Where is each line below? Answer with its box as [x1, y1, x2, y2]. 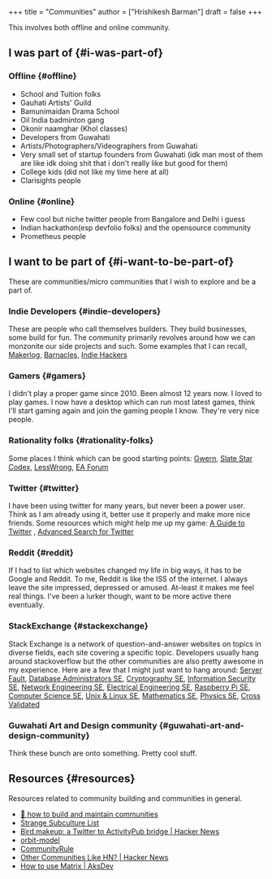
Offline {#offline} [8, 71, 77, 82]
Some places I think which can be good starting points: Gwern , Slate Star [8, 453, 253, 463]
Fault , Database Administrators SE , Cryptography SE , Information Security [8, 673, 257, 683]
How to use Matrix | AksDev [19, 861, 114, 871]
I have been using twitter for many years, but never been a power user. [8, 500, 246, 511]
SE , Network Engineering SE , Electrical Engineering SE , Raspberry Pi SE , [8, 682, 251, 692]
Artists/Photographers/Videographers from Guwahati [19, 141, 198, 150]
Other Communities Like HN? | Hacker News [19, 852, 169, 862]
